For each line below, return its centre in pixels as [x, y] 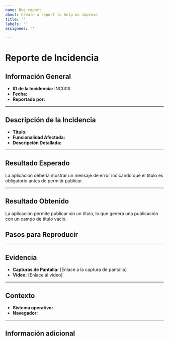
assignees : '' [20, 29]
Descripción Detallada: [37, 143]
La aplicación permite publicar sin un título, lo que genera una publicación [82, 213]
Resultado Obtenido [37, 201]
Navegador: [25, 313]
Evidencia [21, 257]
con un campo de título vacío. [36, 219]
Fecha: [20, 94]
